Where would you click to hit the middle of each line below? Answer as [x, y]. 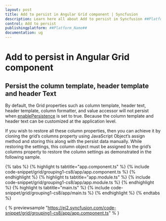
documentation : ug [24, 33]
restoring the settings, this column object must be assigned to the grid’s [78, 147]
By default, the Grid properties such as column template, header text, [76, 105]
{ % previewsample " [26, 208]
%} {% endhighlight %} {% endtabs [124, 193]
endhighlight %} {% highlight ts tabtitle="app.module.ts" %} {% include [78, 177]
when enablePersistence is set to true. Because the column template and [80, 116]
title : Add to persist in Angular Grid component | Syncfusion [72, 14]
